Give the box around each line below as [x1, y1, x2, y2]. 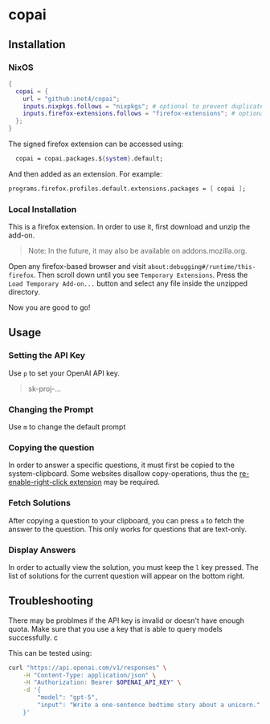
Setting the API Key [8, 350, 86, 361]
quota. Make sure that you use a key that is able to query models [8, 624, 223, 633]
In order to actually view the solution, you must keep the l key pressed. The [8, 562, 259, 571]
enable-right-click [8, 478, 68, 487]
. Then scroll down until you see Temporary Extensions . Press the [33, 270, 248, 280]
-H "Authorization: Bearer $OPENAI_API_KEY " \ [22, 678, 182, 687]
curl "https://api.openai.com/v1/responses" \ [8, 664, 167, 672]
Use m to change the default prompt [8, 422, 126, 432]
